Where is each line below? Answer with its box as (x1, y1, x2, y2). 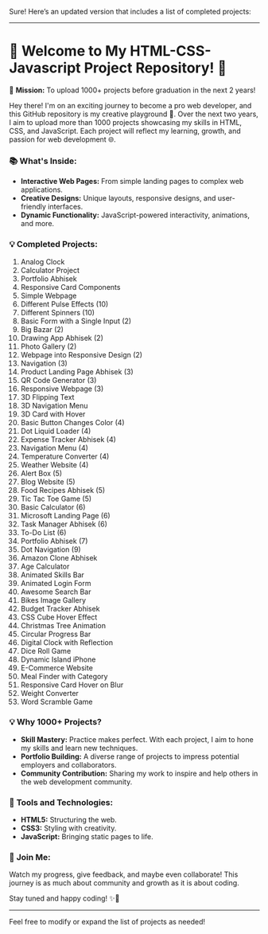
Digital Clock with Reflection (20, 637, 114, 647)
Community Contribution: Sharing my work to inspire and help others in (20, 768, 258, 778)
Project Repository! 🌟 (84, 59, 227, 77)
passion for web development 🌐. (9, 135, 116, 144)
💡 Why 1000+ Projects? (9, 717, 102, 728)
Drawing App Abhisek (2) (20, 333, 104, 342)
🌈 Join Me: (9, 852, 51, 863)
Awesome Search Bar (20, 587, 91, 596)
